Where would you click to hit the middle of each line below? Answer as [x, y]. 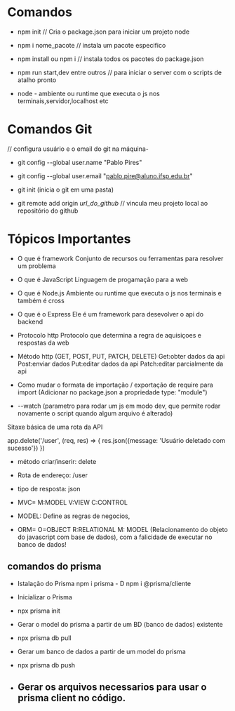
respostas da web [43, 343]
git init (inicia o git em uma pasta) [66, 190]
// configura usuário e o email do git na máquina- [78, 149]
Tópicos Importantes [69, 239]
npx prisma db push [46, 665]
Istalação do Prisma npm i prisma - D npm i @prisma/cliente [104, 583]
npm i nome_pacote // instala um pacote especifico [92, 45]
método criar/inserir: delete [57, 461]
